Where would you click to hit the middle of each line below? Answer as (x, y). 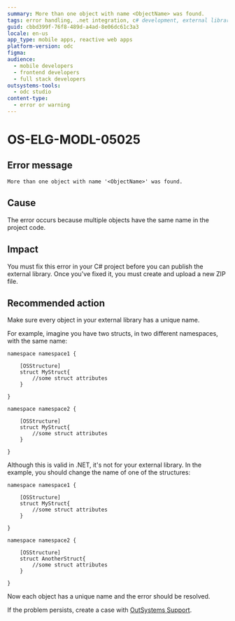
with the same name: (37, 341)
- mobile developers (43, 66)
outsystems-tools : (34, 86)
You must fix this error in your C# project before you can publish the (105, 266)
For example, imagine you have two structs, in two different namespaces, (113, 334)
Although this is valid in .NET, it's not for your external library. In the (105, 465)
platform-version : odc (40, 46)
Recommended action (56, 303)
